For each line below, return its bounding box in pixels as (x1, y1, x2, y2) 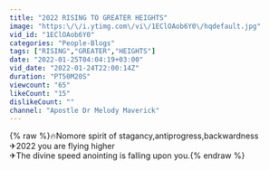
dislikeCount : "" (9, 97, 75, 107)
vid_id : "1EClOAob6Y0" (9, 30, 95, 39)
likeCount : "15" (9, 89, 71, 98)
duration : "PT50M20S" (9, 72, 91, 81)
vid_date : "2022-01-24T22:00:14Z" (9, 64, 140, 73)
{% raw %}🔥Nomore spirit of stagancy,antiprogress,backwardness (9, 130, 259, 141)
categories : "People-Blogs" (9, 38, 116, 48)
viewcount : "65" (9, 80, 71, 90)
